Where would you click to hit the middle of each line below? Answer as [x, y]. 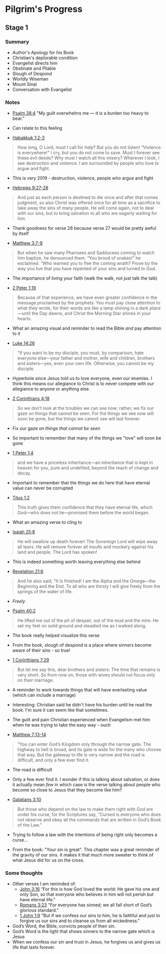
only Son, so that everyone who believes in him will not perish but [86, 894]
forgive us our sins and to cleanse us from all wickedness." [80, 921]
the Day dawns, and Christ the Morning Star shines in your [91, 313]
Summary [17, 42]
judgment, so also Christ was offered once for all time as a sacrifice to [89, 203]
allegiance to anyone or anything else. [51, 389]
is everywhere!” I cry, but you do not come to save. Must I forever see [88, 153]
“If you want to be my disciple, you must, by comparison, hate [80, 353]
